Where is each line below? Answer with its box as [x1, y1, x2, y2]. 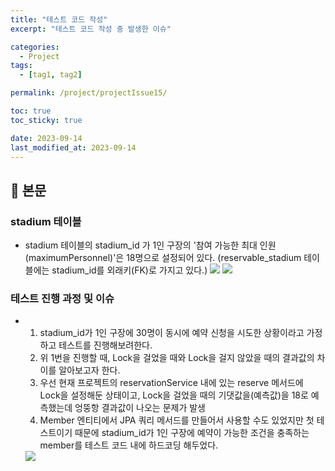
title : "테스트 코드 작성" [10, 14, 108, 25]
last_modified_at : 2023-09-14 [10, 142, 137, 153]
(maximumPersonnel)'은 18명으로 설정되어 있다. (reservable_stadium [24, 252, 302, 264]
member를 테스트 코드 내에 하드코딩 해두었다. [39, 439, 219, 451]
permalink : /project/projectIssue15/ [10, 88, 168, 98]
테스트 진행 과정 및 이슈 [10, 291, 115, 305]
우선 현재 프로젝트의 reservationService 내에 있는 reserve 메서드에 [39, 377, 304, 389]
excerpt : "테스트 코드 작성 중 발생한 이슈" [10, 24, 172, 34]
